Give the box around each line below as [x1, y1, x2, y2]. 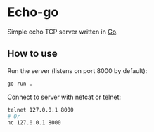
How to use [7, 48, 58, 60]
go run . [7, 80, 33, 87]
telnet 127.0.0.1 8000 [7, 106, 74, 113]
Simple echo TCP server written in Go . [7, 27, 118, 36]
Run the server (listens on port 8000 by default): [7, 66, 148, 74]
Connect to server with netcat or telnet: [7, 93, 122, 101]
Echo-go [7, 4, 59, 20]
